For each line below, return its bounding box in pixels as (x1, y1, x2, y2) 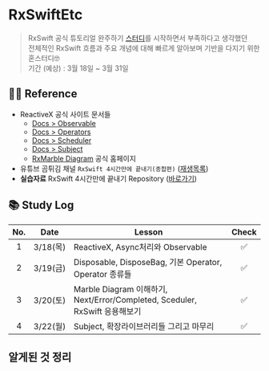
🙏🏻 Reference (8, 87, 78, 101)
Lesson (134, 226, 163, 238)
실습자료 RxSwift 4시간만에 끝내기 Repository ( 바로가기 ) (19, 173, 198, 183)
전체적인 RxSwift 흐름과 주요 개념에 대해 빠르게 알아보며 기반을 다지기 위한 (27, 43, 260, 53)
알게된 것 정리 (8, 350, 72, 364)
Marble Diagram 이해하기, (73, 283, 168, 295)
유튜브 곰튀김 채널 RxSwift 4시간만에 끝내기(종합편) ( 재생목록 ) (19, 163, 209, 173)
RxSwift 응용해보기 (73, 305, 142, 316)
